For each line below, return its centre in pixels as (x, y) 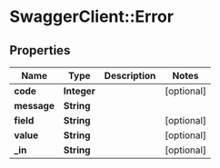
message (34, 106)
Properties (40, 50)
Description (130, 76)
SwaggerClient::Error (92, 17)
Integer (79, 91)
